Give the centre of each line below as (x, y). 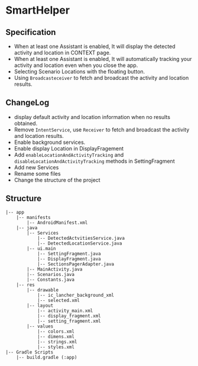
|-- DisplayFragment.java (69, 259)
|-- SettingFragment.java (69, 253)
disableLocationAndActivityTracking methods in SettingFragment (94, 161)
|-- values (40, 326)
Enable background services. (50, 142)
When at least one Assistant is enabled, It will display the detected (95, 46)
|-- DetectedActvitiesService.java (81, 238)
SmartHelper (38, 10)
